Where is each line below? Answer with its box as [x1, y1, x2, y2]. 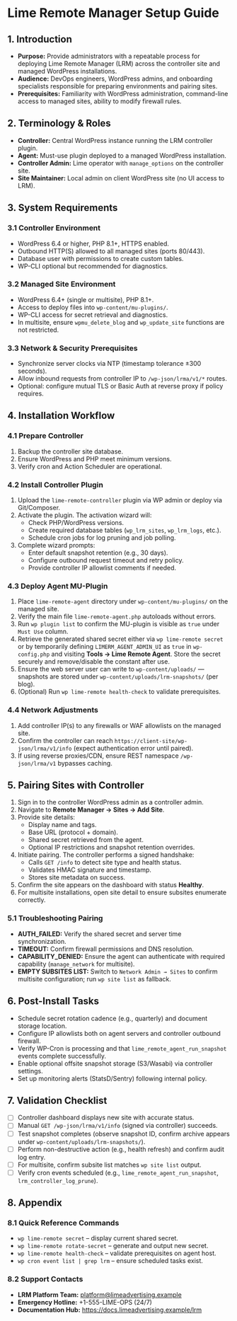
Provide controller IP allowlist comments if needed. [28, 564, 177, 572]
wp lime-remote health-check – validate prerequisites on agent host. [17, 1249, 216, 1257]
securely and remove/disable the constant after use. [17, 657, 170, 666]
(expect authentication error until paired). [73, 744, 194, 752]
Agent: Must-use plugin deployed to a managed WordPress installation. [17, 151, 226, 160]
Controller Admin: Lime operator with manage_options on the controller [17, 158, 224, 167]
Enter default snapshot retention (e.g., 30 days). [28, 548, 168, 557]
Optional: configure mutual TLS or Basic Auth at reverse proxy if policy [17, 382, 224, 391]
